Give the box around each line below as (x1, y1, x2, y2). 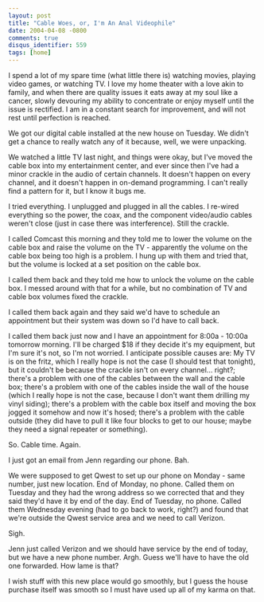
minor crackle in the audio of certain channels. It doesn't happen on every (8, 169, 250, 179)
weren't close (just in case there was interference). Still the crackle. (8, 218, 230, 228)
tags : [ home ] (8, 49, 52, 57)
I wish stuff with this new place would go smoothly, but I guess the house (8, 576, 248, 586)
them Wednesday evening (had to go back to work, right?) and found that (8, 505, 249, 514)
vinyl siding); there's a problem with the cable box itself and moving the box (8, 399, 257, 408)
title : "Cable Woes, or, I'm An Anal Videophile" (8, 19, 177, 27)
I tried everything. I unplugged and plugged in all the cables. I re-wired (8, 202, 239, 211)
